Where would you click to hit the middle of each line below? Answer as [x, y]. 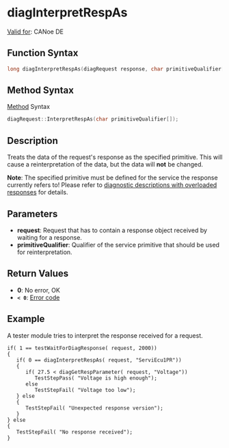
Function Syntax [43, 53]
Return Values [38, 274]
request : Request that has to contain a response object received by [112, 230]
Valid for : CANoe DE [35, 32]
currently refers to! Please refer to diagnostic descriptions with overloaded [112, 185]
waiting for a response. [49, 237]
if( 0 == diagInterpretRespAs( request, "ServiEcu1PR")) [99, 360]
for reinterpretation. [45, 252]
